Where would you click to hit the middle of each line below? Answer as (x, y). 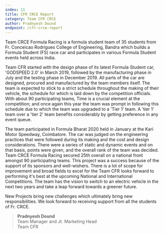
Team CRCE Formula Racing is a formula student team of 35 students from (81, 42)
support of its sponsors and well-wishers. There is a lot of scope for (74, 166)
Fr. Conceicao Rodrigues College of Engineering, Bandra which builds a (78, 47)
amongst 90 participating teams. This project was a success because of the (82, 161)
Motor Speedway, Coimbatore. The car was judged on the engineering (77, 134)
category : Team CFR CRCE (31, 19)
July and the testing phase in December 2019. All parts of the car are (75, 78)
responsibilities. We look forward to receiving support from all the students (81, 201)
